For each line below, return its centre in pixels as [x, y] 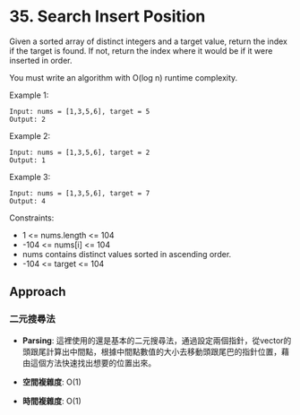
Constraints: [32, 218]
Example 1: [29, 95]
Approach [38, 292]
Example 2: [30, 135]
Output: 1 [28, 160]
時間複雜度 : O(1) [52, 401]
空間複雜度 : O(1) [52, 382]
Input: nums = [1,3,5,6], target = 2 [80, 152]
